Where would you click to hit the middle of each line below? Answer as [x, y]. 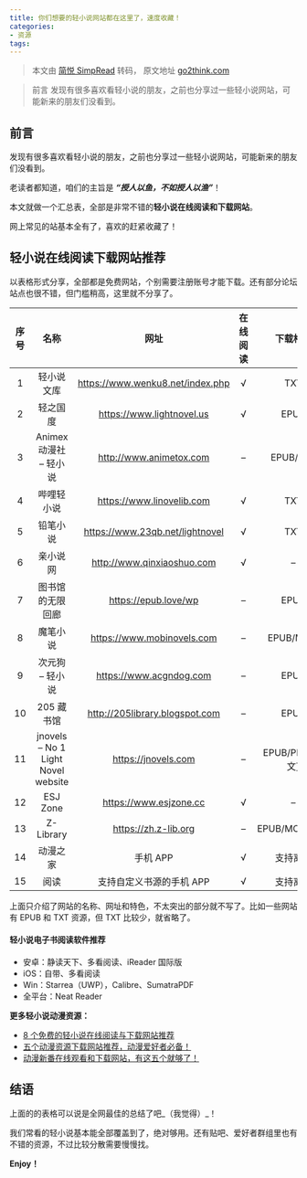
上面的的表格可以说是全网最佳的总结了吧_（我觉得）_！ [113, 1113]
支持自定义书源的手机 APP [153, 881]
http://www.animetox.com [153, 457]
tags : [20, 43]
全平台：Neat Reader [62, 996]
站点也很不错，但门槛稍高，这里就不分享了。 [94, 292]
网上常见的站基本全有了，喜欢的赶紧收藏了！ [94, 227]
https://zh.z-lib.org [153, 828]
